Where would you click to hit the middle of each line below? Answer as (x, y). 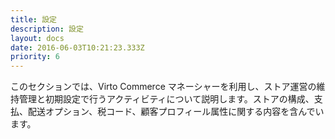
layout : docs (37, 38)
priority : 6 (35, 57)
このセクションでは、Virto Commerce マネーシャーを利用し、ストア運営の (163, 87)
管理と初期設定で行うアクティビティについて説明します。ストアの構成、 (166, 99)
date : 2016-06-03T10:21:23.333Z (77, 47)
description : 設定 (47, 29)
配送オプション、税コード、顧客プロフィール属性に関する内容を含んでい (176, 112)
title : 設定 (33, 19)
